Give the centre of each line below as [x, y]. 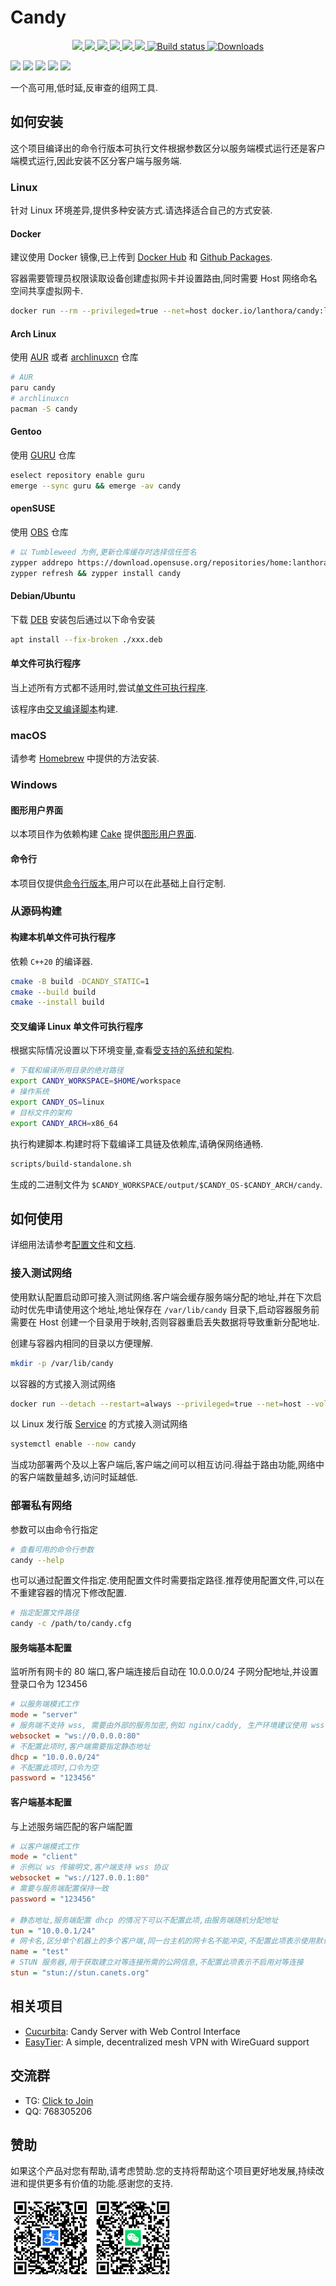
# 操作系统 [30, 1092]
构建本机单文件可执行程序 [63, 937]
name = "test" [40, 1952]
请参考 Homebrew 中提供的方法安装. [85, 758]
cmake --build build [53, 992]
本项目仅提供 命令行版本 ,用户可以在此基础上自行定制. [118, 883]
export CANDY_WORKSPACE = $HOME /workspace [96, 1081]
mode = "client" [44, 1857]
